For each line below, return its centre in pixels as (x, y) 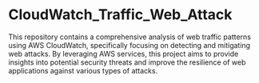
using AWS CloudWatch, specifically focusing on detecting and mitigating (129, 45)
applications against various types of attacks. (83, 70)
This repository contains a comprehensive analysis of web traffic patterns (130, 37)
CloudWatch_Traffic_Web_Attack (120, 15)
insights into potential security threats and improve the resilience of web (127, 62)
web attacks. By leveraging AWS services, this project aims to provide (124, 53)
